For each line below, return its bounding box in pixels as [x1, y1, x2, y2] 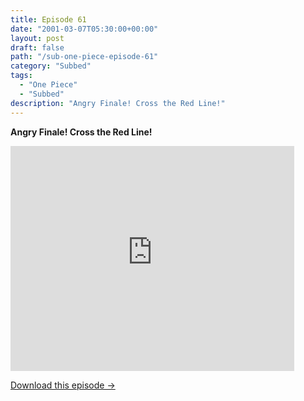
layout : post [10, 33, 65, 43]
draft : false [10, 42, 65, 53]
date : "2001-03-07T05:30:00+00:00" [10, 24, 159, 34]
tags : [10, 71, 33, 81]
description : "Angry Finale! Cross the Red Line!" [10, 98, 226, 108]
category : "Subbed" [10, 61, 92, 71]
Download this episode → [10, 379, 116, 391]
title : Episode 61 [10, 14, 87, 25]
